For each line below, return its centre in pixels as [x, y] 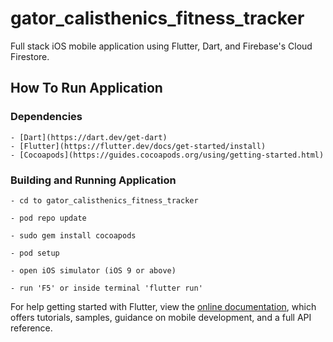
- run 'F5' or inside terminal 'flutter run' [106, 288]
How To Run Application [86, 88]
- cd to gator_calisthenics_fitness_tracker [104, 200]
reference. [31, 328]
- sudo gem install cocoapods [73, 235]
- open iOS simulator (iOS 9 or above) [93, 270]
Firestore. [30, 56]
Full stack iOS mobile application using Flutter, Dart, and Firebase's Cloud [161, 46]
